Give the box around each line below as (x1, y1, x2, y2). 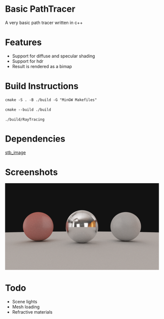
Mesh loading (12, 304, 40, 310)
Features (5, 37, 42, 48)
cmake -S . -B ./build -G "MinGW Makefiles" (5, 97, 97, 102)
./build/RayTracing (5, 117, 45, 122)
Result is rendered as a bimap (12, 63, 72, 69)
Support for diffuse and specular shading (12, 53, 95, 59)
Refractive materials (12, 309, 53, 315)
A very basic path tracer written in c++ (5, 20, 83, 25)
